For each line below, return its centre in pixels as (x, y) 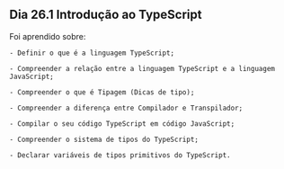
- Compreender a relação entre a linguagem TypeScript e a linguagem (142, 68)
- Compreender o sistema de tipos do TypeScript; (104, 139)
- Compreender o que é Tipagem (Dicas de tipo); (102, 92)
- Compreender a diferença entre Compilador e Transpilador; (126, 108)
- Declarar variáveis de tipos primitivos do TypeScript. (120, 155)
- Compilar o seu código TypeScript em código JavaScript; (122, 124)
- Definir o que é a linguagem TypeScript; (92, 53)
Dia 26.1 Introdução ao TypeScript (106, 15)
